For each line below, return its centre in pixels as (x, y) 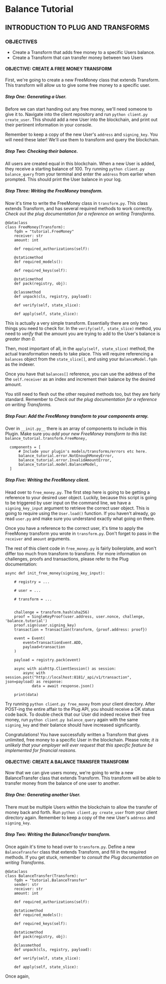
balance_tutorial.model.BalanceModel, (58, 464)
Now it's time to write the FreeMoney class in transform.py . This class (77, 203)
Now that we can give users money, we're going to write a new (69, 773)
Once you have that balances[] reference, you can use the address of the (80, 374)
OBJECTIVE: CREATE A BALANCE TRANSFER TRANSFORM (67, 761)
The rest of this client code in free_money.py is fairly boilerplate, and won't (81, 548)
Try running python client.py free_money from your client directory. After (80, 704)
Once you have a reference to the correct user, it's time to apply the (74, 528)
